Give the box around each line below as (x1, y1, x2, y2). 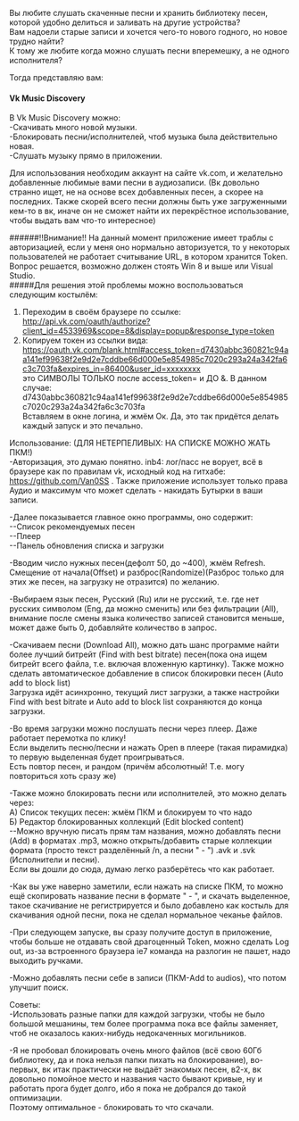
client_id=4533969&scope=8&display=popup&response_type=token (21, 326, 275, 336)
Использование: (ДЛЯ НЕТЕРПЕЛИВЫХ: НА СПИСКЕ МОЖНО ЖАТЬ (9, 437, 270, 449)
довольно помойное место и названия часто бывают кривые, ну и (9, 1074, 263, 1084)
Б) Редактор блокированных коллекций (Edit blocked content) (9, 817, 245, 827)
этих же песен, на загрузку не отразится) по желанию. (9, 577, 220, 587)
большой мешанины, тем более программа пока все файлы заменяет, (9, 1018, 278, 1029)
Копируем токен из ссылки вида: (21, 335, 149, 346)
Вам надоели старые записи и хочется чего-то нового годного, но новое (9, 27, 288, 37)
